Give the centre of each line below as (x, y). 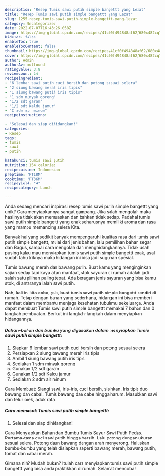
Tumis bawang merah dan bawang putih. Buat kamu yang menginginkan (78, 267)
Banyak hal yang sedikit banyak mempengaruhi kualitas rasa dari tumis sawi (82, 237)
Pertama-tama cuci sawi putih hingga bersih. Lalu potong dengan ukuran (79, 438)
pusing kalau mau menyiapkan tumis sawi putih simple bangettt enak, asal (80, 253)
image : (12, 33)
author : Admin (20, 60)
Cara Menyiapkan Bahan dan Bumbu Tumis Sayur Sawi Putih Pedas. (74, 433)
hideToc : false (21, 37)
